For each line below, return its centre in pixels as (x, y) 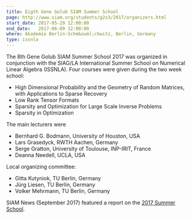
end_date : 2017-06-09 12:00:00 (48, 28)
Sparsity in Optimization (44, 113)
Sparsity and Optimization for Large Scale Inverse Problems (88, 106)
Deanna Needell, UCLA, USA (50, 155)
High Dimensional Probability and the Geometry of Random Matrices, (100, 87)
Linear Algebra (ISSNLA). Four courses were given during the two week (94, 69)
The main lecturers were (36, 124)
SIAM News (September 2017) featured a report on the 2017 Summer (91, 202)
